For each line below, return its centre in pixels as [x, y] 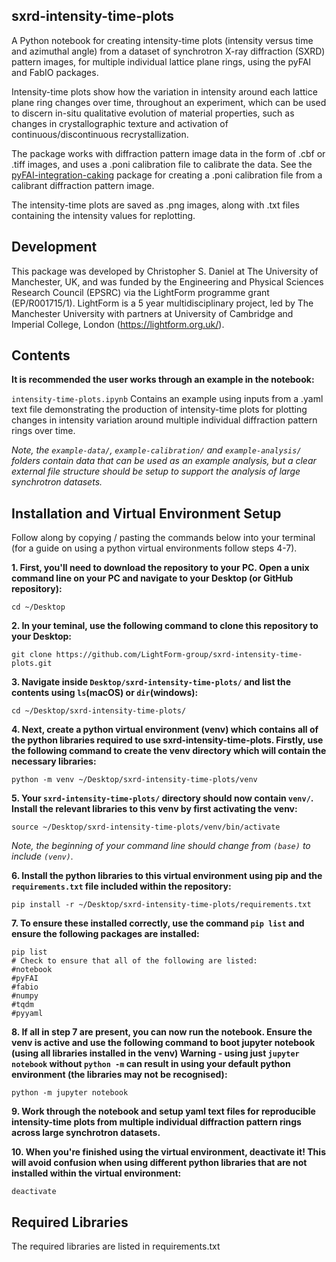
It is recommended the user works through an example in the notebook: [163, 380]
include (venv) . [42, 856]
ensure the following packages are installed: [105, 934]
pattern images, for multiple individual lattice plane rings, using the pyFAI [161, 61]
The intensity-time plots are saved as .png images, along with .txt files [155, 205]
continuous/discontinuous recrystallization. [100, 134]
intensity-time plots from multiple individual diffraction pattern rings [156, 1122]
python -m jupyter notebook [70, 1093]
